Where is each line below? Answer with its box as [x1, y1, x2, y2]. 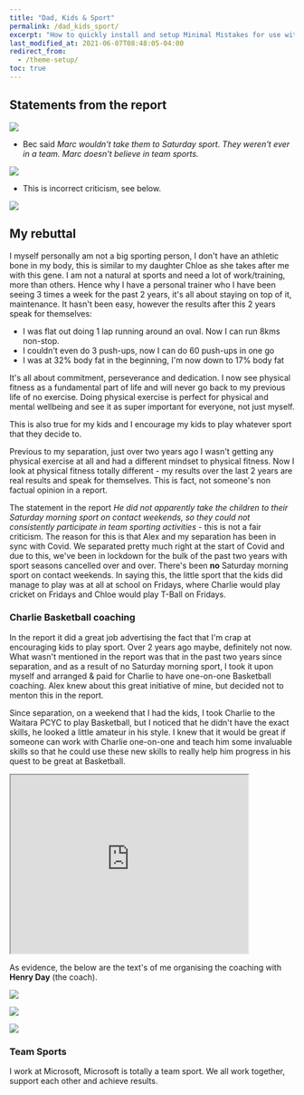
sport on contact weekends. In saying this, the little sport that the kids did [9, 569, 283, 581]
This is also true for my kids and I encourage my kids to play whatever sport [9, 418, 292, 429]
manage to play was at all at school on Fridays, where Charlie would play [9, 579, 280, 590]
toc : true [9, 64, 47, 73]
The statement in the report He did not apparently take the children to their [9, 502, 289, 513]
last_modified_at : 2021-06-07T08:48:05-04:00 [9, 38, 184, 48]
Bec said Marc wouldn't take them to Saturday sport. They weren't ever [22, 138, 290, 150]
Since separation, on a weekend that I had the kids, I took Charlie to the [9, 707, 276, 718]
